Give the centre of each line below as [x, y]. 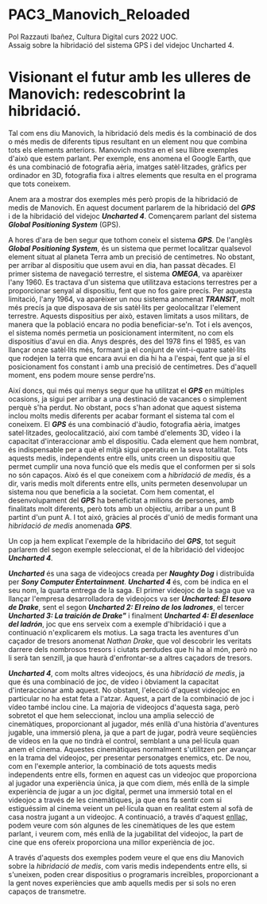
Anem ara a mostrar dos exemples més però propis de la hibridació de [123, 199]
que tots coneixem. [40, 184]
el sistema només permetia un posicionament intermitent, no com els [121, 332]
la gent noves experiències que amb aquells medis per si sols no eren [122, 883]
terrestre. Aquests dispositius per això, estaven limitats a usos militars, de [128, 316]
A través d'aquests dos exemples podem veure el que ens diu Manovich [126, 857]
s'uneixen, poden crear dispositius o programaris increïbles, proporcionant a [133, 874]
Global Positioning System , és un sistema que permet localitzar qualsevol [130, 248]
